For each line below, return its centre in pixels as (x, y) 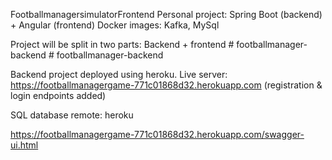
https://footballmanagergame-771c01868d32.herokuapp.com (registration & (166, 85)
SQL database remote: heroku (72, 115)
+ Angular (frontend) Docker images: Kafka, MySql (115, 25)
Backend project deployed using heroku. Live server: (119, 74)
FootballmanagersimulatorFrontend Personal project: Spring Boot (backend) (166, 14)
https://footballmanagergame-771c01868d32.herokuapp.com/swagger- (157, 134)
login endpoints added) (58, 95)
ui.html (24, 145)
